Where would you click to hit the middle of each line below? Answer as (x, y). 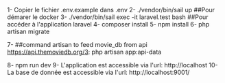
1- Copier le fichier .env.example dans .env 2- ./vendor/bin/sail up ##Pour (111, 10)
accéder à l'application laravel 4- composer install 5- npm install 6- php (108, 24)
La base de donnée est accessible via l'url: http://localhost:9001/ (98, 72)
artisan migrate (28, 31)
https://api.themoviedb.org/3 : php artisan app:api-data (84, 52)
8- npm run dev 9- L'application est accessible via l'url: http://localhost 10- (113, 65)
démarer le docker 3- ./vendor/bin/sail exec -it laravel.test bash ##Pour (108, 17)
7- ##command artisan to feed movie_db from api (77, 45)
